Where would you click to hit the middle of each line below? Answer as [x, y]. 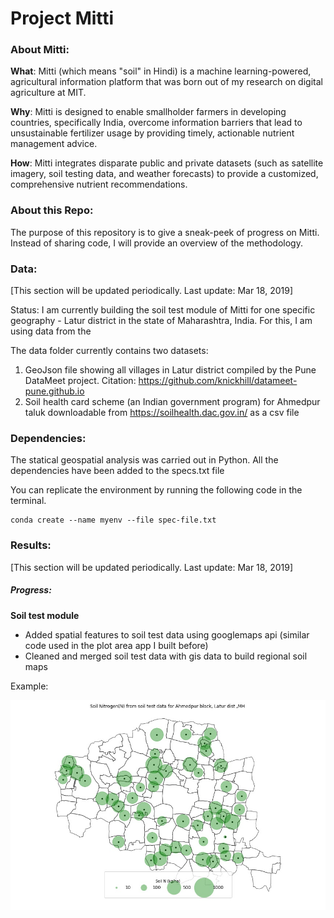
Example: [29, 686]
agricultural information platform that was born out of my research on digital [166, 82]
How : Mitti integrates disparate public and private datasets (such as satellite [167, 163]
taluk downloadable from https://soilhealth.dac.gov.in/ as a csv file [162, 413]
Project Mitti [62, 18]
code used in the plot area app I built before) [116, 645]
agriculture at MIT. [48, 93]
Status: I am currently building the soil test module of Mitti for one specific [163, 310]
